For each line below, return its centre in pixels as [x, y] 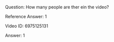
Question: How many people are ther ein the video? [57, 7]
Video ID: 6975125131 [27, 26]
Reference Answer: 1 [26, 16]
